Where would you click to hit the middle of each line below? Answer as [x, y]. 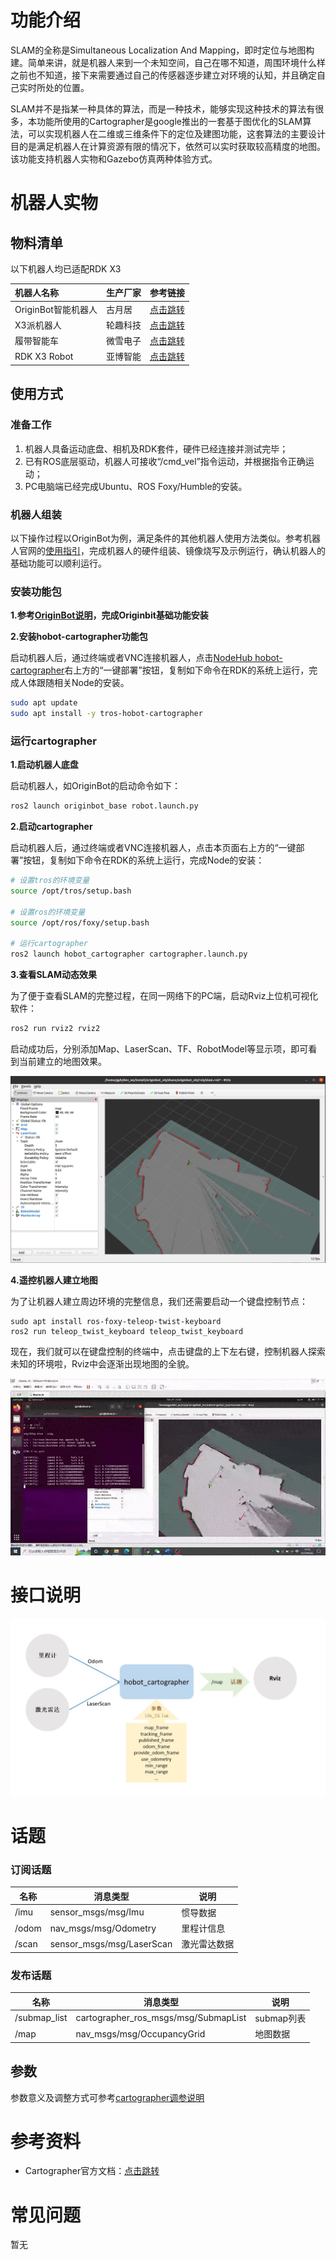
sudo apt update [44, 703]
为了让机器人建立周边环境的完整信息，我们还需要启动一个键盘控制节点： [159, 1301]
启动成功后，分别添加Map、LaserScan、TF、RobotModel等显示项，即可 [159, 1049]
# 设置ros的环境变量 [48, 912]
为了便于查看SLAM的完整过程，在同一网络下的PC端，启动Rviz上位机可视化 [164, 996]
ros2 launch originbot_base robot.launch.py [104, 806]
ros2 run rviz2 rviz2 [55, 1029]
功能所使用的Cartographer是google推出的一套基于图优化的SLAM [169, 121]
